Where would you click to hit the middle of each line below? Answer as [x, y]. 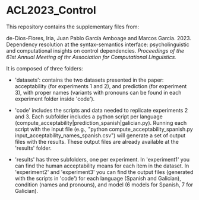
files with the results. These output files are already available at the [97, 141]
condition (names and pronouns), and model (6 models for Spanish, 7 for [104, 185]
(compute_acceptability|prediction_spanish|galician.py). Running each [101, 122]
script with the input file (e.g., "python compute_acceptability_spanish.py [104, 129]
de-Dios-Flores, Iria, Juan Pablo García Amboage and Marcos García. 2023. [99, 38]
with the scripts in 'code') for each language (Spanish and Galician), [98, 178]
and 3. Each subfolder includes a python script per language [89, 117]
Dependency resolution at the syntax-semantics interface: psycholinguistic [98, 44]
